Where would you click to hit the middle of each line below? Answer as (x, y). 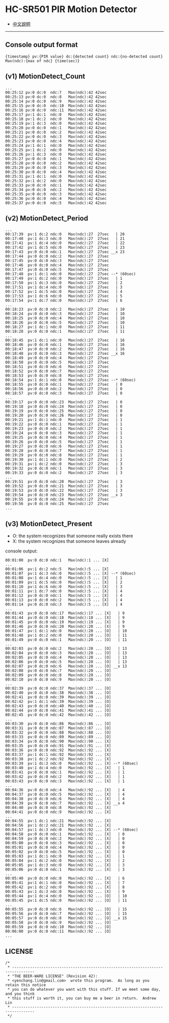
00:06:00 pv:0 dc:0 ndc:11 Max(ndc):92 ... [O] (58, 932)
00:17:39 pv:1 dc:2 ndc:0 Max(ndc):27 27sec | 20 (65, 234)
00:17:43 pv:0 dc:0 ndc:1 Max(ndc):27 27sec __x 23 (65, 252)
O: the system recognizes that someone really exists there (73, 536)
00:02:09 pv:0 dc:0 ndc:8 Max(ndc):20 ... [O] (58, 675)
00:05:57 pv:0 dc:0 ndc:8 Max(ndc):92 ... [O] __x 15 (66, 918)
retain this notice (26, 985)
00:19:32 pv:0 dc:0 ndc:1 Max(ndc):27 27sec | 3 (64, 469)
